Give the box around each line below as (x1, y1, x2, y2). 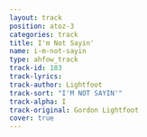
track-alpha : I (9, 96, 67, 106)
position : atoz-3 (9, 22, 75, 31)
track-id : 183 (9, 64, 63, 73)
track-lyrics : (9, 72, 63, 81)
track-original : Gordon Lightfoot (9, 105, 140, 114)
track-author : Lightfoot (9, 80, 103, 89)
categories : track (9, 30, 78, 39)
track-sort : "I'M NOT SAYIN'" (9, 88, 124, 97)
